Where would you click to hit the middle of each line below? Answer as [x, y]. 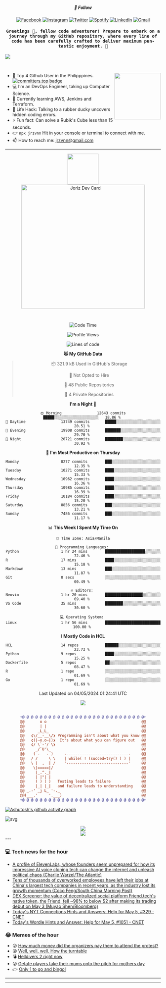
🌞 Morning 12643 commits [83, 413]
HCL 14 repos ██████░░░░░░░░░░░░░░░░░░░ [83, 645]
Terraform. [23, 104]
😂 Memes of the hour [32, 935]
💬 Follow [83, 7]
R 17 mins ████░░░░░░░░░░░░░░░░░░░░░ [83, 560]
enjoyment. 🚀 [92, 46]
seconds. [22, 127]
